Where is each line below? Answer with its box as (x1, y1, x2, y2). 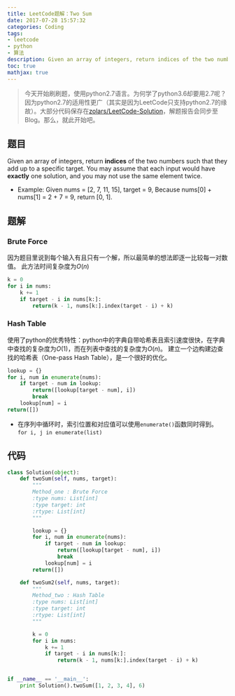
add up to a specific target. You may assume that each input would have (7, 164, 215, 173)
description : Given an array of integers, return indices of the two (7, 56, 215, 63)
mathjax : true (7, 69, 49, 76)
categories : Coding (7, 23, 64, 30)
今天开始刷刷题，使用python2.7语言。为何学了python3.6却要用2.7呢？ (24, 89, 227, 98)
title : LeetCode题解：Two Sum (7, 10, 92, 18)
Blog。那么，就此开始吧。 (24, 115, 99, 123)
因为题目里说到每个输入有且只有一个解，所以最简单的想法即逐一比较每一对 (7, 253, 222, 262)
